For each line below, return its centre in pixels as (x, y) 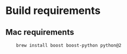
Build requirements (53, 11)
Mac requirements (40, 32)
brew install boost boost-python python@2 (69, 45)
